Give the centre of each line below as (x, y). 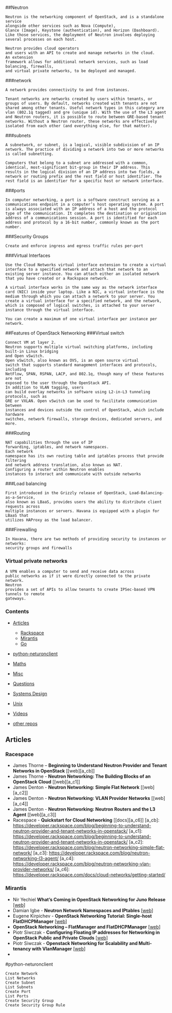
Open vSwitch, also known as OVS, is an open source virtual (72, 360)
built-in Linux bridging (32, 352)
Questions (24, 684)
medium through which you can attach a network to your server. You (80, 296)
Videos (20, 713)
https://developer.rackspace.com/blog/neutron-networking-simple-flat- (89, 848)
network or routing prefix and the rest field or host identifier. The (83, 177)
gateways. (16, 599)
